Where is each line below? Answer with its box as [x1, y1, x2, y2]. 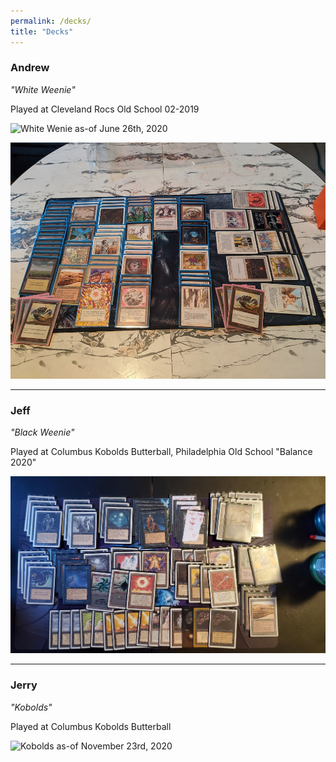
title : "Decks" [10, 26, 74, 37]
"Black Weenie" [10, 426, 75, 439]
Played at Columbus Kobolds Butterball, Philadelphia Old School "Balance [10, 446, 313, 458]
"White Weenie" [10, 83, 76, 95]
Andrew [10, 61, 50, 75]
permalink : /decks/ [10, 16, 92, 26]
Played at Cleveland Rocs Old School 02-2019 [10, 103, 200, 115]
